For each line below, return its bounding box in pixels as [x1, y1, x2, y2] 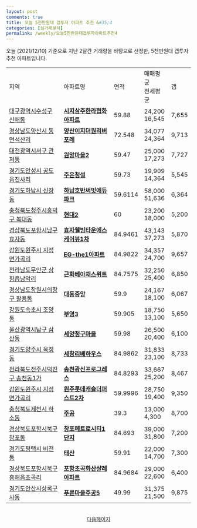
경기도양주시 [9, 346, 42, 354]
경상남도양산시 [9, 127, 47, 135]
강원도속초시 [9, 305, 42, 314]
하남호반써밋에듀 [63, 187, 107, 195]
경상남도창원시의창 [9, 286, 58, 294]
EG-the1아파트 [63, 251, 106, 259]
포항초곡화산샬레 [63, 464, 107, 473]
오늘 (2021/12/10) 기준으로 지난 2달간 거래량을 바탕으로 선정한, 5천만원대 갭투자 [6, 48, 189, 55]
